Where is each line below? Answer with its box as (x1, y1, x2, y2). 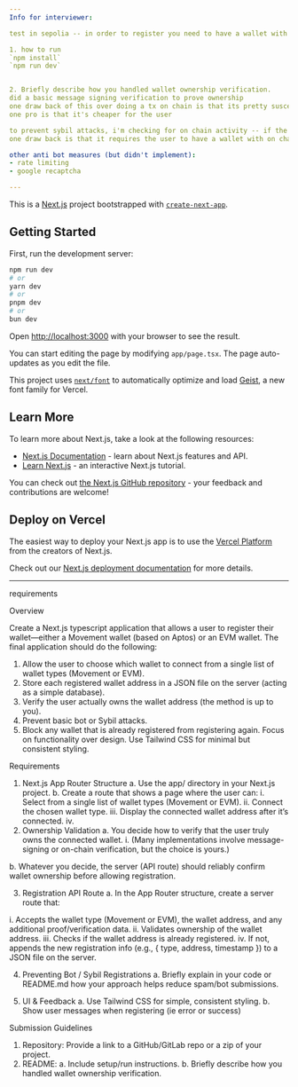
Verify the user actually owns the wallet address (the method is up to (21, 696, 274, 706)
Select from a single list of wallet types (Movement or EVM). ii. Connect (21, 796, 284, 807)
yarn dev (9, 281, 42, 291)
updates (9, 357, 40, 368)
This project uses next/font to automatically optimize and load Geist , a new (9, 374, 286, 385)
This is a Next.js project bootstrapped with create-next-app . (9, 199, 229, 209)
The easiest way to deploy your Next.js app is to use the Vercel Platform (9, 536, 273, 547)
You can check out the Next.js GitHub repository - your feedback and (9, 477, 263, 488)
